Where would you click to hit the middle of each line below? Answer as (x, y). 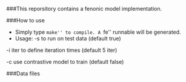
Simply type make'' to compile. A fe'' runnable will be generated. (98, 32)
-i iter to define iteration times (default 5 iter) (62, 50)
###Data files (23, 74)
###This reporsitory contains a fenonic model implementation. (84, 9)
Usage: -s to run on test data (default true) (68, 38)
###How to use (26, 20)
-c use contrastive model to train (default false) (65, 62)
